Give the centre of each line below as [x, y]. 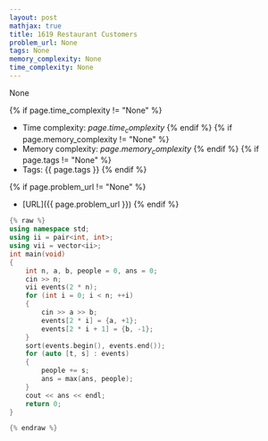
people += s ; [66, 371]
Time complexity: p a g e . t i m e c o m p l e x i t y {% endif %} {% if [127, 128]
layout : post [33, 17]
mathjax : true [36, 26]
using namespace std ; [50, 229]
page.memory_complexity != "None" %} [96, 139]
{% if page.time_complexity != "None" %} [86, 110]
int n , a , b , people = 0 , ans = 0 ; [92, 271]
